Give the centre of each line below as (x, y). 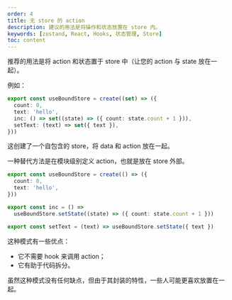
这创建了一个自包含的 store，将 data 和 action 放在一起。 (90, 146)
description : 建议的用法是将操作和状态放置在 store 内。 (84, 27)
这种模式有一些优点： (38, 241)
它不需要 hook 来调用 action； (61, 256)
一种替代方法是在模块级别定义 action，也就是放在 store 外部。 (98, 161)
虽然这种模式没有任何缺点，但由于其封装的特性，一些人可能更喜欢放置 (110, 280)
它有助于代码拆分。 (46, 265)
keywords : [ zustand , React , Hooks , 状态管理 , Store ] (85, 34)
